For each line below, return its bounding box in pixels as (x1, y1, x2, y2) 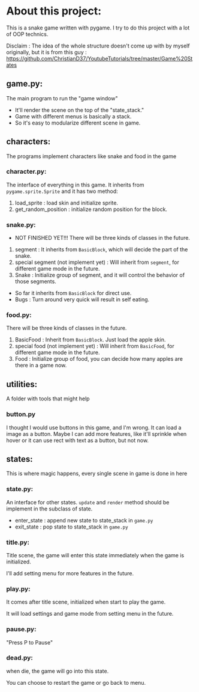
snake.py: (6, 221, 36, 229)
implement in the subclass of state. (6, 505, 93, 512)
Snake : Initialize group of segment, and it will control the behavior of (14, 272, 185, 279)
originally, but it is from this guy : (6, 48, 87, 55)
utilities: (6, 379, 38, 389)
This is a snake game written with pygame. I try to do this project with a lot (6, 24, 190, 31)
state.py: (6, 485, 34, 494)
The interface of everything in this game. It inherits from (6, 181, 144, 188)
